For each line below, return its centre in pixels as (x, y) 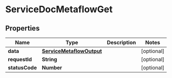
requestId (20, 59)
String (49, 59)
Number (52, 68)
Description (121, 43)
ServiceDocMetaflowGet (59, 9)
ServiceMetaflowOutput (72, 51)
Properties (23, 28)
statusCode (23, 68)
